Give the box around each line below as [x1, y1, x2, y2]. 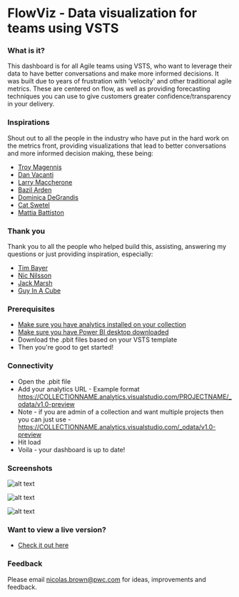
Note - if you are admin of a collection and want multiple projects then [17, 407, 224, 416]
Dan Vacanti [17, 170, 54, 179]
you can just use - [17, 415, 71, 424]
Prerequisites [7, 305, 55, 314]
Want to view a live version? [7, 524, 107, 534]
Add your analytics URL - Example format [17, 384, 141, 393]
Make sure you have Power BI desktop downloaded [17, 328, 169, 337]
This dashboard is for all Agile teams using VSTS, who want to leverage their [7, 62, 233, 71]
